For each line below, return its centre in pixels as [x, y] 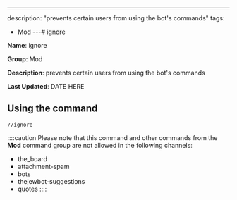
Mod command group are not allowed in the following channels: [100, 145]
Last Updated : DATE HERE [46, 86]
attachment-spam [43, 166]
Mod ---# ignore [41, 32]
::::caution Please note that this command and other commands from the [113, 137]
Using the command [53, 109]
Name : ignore [27, 45]
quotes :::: [32, 189]
